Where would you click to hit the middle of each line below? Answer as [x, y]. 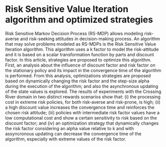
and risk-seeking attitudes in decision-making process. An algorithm [90, 39]
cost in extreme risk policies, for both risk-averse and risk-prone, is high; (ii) [83, 102]
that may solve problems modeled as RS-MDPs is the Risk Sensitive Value [81, 44]
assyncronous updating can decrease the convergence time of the [73, 134]
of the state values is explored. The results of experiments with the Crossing [83, 91]
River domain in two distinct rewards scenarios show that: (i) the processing [83, 97]
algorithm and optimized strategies [79, 20]
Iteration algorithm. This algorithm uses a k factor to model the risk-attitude [82, 49]
